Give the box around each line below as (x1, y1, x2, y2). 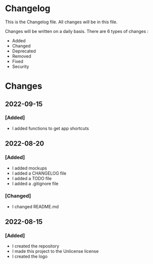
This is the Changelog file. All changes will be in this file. (5, 19, 118, 25)
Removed (12, 53, 32, 59)
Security (12, 64, 29, 69)
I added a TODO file (12, 175, 52, 181)
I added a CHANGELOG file (12, 170, 67, 176)
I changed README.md (12, 203, 59, 209)
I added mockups (12, 165, 47, 171)
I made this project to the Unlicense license (12, 248, 99, 254)
